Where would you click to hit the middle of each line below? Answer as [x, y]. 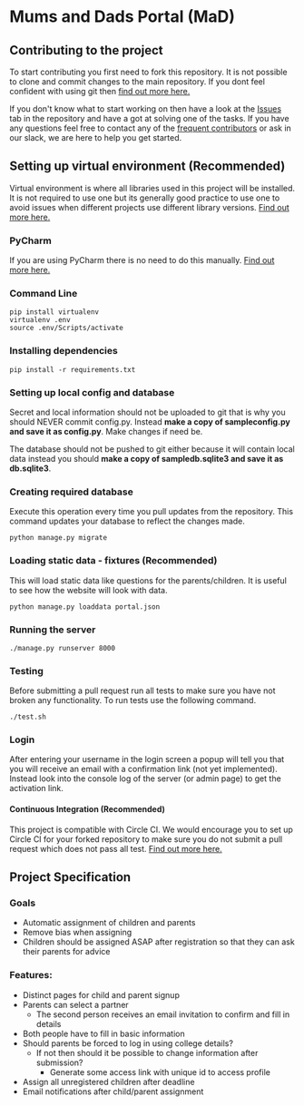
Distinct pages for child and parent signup [101, 994]
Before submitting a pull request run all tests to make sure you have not [142, 690]
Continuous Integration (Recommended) [88, 809]
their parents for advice [66, 952]
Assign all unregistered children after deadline [108, 1082]
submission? [59, 1062]
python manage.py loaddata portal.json [85, 607]
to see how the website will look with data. [88, 590]
